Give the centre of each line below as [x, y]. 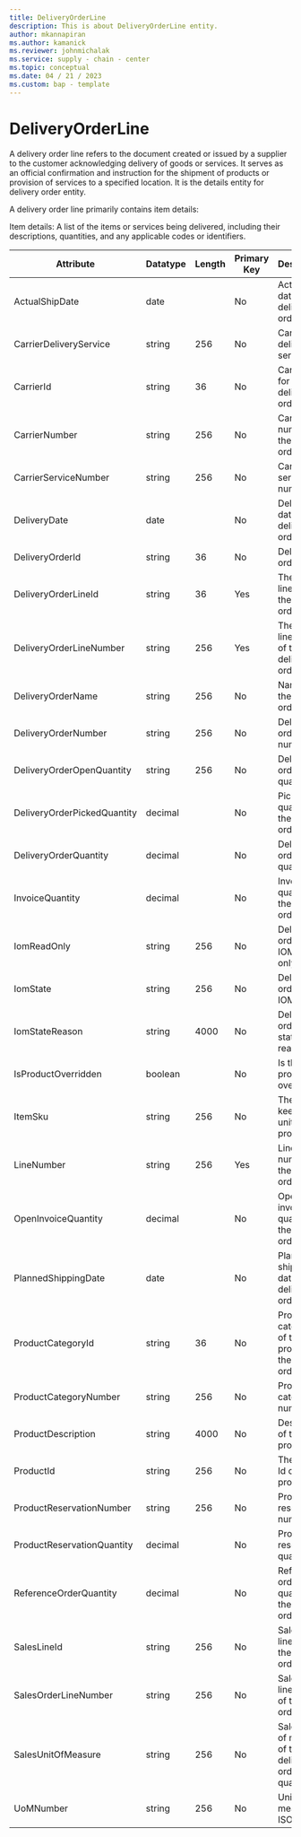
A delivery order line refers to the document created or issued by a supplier [148, 153]
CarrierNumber [46, 434]
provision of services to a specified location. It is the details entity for [137, 182]
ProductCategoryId [54, 1343]
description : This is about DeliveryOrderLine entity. [114, 26]
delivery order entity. [48, 192]
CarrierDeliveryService [62, 344]
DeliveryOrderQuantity [61, 855]
